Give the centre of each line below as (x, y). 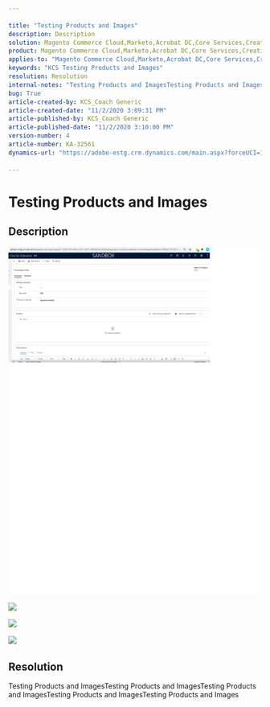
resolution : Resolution (48, 76)
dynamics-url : (32, 153)
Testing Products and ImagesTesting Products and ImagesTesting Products (133, 686)
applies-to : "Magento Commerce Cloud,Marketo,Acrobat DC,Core (115, 60)
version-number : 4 (39, 136)
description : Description (51, 34)
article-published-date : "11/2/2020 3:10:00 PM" (91, 127)
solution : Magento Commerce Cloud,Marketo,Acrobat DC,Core (109, 43)
